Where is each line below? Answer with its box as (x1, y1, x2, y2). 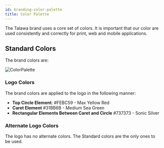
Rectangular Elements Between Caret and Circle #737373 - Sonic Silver (12, 110, 160, 116)
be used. (5, 138, 23, 144)
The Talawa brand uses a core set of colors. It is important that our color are (5, 25, 159, 31)
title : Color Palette (5, 12, 49, 17)
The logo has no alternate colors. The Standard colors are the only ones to (5, 133, 156, 139)
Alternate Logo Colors (5, 122, 59, 129)
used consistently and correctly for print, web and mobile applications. (5, 30, 148, 36)
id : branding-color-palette (5, 7, 63, 12)
